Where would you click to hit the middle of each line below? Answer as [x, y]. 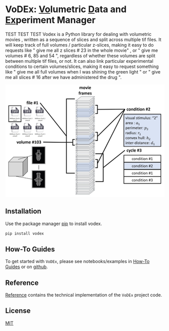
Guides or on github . [27, 267]
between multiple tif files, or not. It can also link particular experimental [79, 61]
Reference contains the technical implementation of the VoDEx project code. [84, 295]
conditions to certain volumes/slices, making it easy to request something [82, 66]
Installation [23, 211]
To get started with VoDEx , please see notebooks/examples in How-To [77, 262]
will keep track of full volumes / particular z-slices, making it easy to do [79, 45]
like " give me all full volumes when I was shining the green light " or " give [83, 71]
